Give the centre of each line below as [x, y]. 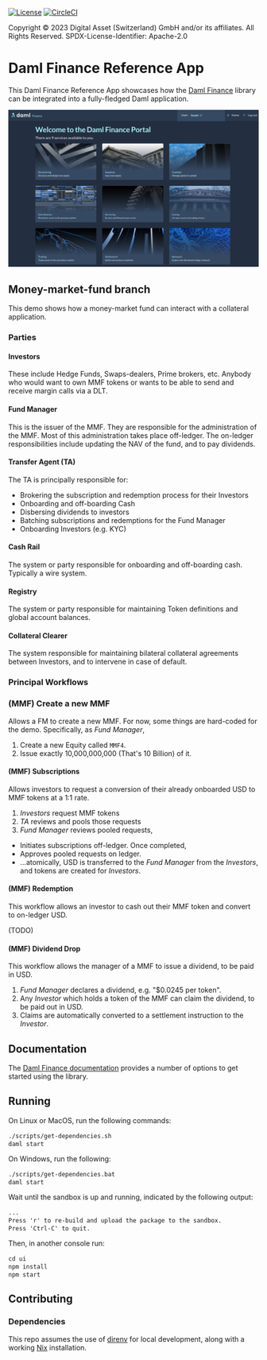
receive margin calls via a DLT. [58, 391]
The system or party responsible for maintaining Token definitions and [123, 609]
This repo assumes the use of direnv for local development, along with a [126, 1339]
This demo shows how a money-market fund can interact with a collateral [128, 308]
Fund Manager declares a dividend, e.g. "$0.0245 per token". [120, 990]
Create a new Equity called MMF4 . [73, 745]
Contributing [41, 1299]
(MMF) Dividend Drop [44, 948]
